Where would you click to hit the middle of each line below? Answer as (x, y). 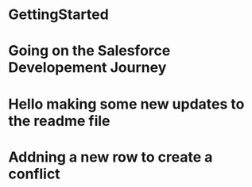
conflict (35, 174)
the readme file (59, 121)
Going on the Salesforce (89, 51)
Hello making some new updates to (126, 104)
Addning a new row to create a (110, 157)
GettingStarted (58, 15)
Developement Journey (87, 68)
